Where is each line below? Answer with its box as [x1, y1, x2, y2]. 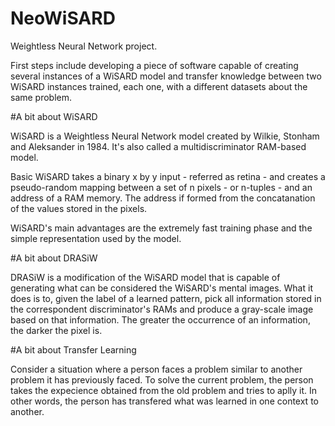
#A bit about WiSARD [10, 110, 98, 122]
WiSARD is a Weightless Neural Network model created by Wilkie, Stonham [10, 130, 320, 142]
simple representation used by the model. [10, 232, 182, 244]
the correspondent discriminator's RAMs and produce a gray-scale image [10, 303, 314, 315]
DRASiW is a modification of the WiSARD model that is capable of [10, 271, 281, 283]
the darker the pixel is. [10, 324, 103, 336]
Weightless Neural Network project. [10, 40, 158, 52]
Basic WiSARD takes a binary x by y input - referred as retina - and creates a [10, 170, 326, 182]
